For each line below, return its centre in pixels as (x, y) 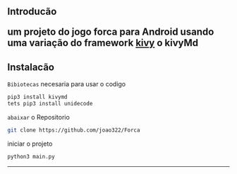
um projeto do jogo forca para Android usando (111, 32)
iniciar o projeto (30, 144)
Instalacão (31, 67)
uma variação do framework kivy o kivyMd (103, 43)
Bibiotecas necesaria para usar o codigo (67, 84)
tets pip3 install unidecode (50, 104)
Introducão (32, 12)
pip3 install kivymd (38, 97)
